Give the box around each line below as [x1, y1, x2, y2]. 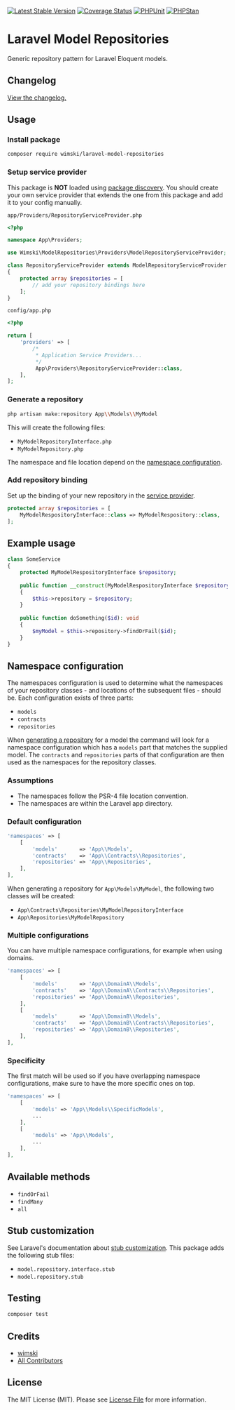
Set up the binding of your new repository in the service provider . [7, 491, 196, 500]
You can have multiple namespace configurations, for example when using [7, 946, 222, 955]
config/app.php [7, 307, 52, 314]
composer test [7, 1311, 49, 1318]
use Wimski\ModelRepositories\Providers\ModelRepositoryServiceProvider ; [7, 249, 227, 256]
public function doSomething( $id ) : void [20, 615, 139, 622]
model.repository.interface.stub [17, 1265, 115, 1273]
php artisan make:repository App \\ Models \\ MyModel [7, 411, 158, 418]
